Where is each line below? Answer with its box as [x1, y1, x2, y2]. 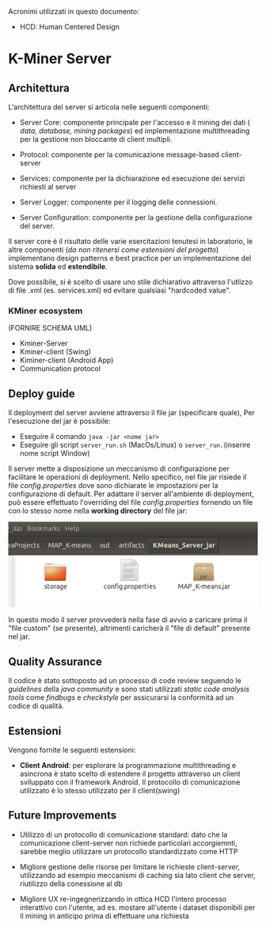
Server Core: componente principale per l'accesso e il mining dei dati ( [19, 118, 251, 127]
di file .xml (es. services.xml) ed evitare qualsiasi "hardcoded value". [8, 285, 231, 295]
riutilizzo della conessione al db [19, 879, 123, 888]
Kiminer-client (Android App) [19, 356, 114, 365]
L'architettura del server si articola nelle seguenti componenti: [8, 102, 210, 112]
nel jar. [8, 632, 30, 641]
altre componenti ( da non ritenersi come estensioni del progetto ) [8, 245, 219, 254]
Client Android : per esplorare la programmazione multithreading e [19, 760, 237, 770]
